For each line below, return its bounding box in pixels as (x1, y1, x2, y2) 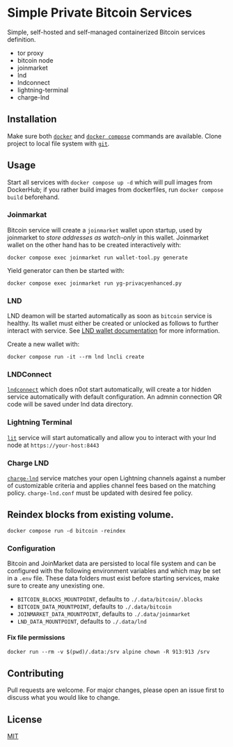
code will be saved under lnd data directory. (7, 400, 134, 409)
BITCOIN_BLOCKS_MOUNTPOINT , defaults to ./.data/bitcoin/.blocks (17, 595, 203, 604)
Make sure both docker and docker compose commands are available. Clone (7, 132, 222, 140)
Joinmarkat (7, 210, 47, 220)
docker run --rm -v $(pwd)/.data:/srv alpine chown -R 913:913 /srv (7, 649, 210, 656)
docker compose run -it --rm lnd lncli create (7, 354, 145, 361)
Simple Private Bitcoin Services (7, 5, 193, 21)
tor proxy (17, 49, 44, 57)
